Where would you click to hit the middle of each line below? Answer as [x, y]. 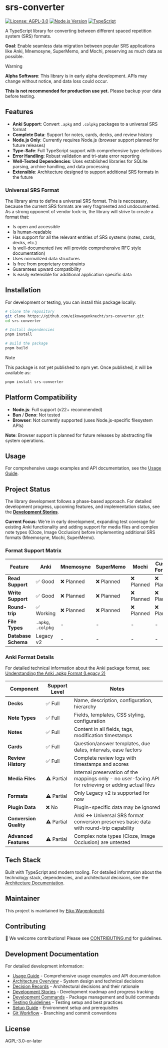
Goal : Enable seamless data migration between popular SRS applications [80, 46]
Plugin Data [22, 807]
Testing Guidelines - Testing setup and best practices [67, 1002]
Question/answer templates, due [112, 743]
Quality [17, 825]
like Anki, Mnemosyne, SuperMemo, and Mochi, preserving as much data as [84, 51]
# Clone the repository [30, 311]
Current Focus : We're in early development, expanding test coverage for [80, 521]
